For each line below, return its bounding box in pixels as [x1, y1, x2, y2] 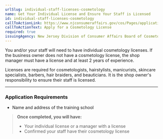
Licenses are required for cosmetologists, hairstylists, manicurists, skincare [5, 67, 156, 72]
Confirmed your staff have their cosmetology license [24, 128, 130, 134]
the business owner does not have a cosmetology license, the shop [5, 52, 140, 58]
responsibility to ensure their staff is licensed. [5, 77, 96, 83]
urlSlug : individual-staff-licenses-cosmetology [5, 7, 105, 12]
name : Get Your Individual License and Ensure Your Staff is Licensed [5, 12, 151, 16]
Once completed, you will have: [16, 114, 82, 120]
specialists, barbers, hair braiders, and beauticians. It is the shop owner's [5, 72, 152, 78]
